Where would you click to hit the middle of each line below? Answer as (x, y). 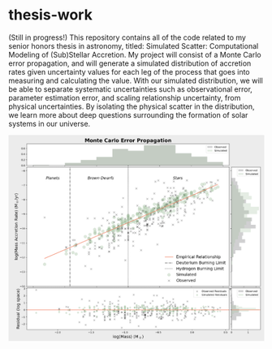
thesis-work (51, 15)
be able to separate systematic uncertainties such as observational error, (131, 89)
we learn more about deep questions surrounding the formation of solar (128, 114)
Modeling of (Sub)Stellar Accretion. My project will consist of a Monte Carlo (135, 54)
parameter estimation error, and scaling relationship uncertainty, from (125, 97)
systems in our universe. (50, 123)
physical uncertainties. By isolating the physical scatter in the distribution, (132, 106)
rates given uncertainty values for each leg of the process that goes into (129, 71)
